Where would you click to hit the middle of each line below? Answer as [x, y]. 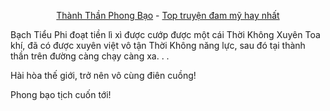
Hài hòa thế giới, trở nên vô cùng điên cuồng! [103, 75]
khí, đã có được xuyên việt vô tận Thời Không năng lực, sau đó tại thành [158, 45]
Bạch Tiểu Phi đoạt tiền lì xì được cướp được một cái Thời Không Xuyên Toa [165, 34]
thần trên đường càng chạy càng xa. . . [90, 56]
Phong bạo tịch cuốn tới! [61, 94]
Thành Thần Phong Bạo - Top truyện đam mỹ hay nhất [168, 15]
